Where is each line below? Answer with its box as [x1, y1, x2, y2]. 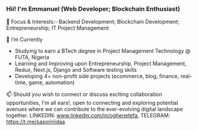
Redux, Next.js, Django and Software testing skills [14, 66, 137, 74]
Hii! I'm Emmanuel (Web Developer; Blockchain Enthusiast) [6, 5, 180, 13]
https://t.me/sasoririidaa [6, 118, 65, 126]
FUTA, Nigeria [14, 54, 49, 61]
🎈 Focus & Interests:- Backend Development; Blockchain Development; [6, 18, 180, 25]
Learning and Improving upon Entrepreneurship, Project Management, [14, 60, 187, 67]
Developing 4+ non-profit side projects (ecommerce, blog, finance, [14, 73, 180, 80]
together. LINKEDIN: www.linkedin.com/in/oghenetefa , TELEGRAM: [6, 112, 171, 119]
